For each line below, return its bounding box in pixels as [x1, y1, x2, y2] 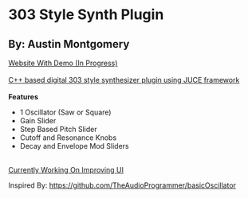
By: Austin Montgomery [8, 37, 130, 51]
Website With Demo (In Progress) [8, 58, 118, 68]
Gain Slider [19, 116, 57, 125]
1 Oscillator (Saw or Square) [19, 107, 112, 117]
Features [8, 92, 38, 101]
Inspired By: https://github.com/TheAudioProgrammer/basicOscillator [8, 181, 237, 190]
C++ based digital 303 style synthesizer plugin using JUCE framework [8, 76, 240, 84]
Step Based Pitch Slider [19, 125, 97, 134]
